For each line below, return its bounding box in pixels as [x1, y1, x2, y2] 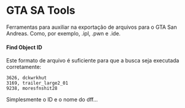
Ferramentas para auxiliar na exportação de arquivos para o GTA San [6, 23, 177, 31]
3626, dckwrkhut [6, 75, 47, 81]
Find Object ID [6, 43, 43, 51]
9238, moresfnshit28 [6, 85, 58, 92]
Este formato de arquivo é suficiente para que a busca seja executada [6, 57, 180, 64]
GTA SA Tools [6, 4, 76, 17]
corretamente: [6, 64, 41, 71]
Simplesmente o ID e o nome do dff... [6, 96, 98, 103]
